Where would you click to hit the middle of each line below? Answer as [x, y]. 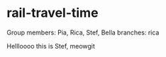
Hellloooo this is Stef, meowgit [51, 46]
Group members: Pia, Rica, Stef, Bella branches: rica [83, 32]
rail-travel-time [52, 13]
